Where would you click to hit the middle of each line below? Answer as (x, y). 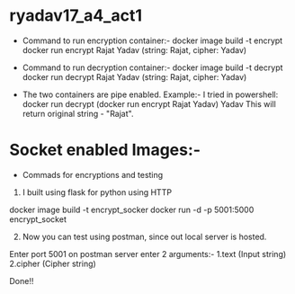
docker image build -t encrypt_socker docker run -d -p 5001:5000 (132, 209)
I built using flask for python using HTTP (97, 192)
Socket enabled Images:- (105, 150)
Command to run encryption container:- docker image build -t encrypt (152, 40)
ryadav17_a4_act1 (76, 16)
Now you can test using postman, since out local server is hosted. (144, 236)
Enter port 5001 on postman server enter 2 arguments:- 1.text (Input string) (148, 254)
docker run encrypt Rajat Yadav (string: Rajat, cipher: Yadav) (134, 49)
